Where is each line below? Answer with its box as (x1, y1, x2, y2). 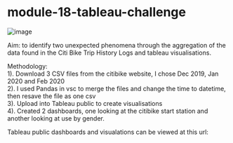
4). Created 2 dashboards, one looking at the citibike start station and (7, 107, 208, 115)
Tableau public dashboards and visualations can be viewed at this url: (7, 128, 209, 136)
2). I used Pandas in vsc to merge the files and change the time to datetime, (7, 84, 226, 93)
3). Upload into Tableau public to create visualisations (7, 99, 163, 107)
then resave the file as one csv (7, 92, 96, 100)
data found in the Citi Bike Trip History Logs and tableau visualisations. (7, 48, 212, 57)
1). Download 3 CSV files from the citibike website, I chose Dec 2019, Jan (7, 69, 219, 78)
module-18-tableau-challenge (7, 4, 186, 20)
